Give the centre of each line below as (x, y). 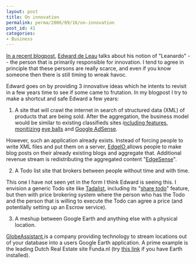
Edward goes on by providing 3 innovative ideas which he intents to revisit (97, 86)
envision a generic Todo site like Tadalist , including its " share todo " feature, (98, 188)
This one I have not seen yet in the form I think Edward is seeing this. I (91, 182)
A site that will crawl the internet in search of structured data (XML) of (99, 110)
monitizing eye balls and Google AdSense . (66, 129)
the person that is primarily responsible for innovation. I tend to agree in (97, 62)
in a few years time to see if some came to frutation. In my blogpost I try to (97, 92)
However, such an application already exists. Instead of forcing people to (95, 140)
